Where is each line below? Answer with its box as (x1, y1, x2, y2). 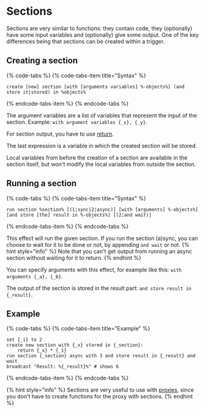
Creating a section (6, 55, 78, 66)
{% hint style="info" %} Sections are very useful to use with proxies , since (6, 386, 194, 394)
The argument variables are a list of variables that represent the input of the (6, 112, 198, 119)
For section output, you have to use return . (6, 130, 114, 138)
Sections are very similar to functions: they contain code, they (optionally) (6, 25, 193, 32)
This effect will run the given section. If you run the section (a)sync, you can (6, 235, 198, 242)
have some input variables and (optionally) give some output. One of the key (6, 31, 199, 38)
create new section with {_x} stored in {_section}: (6, 342, 144, 348)
